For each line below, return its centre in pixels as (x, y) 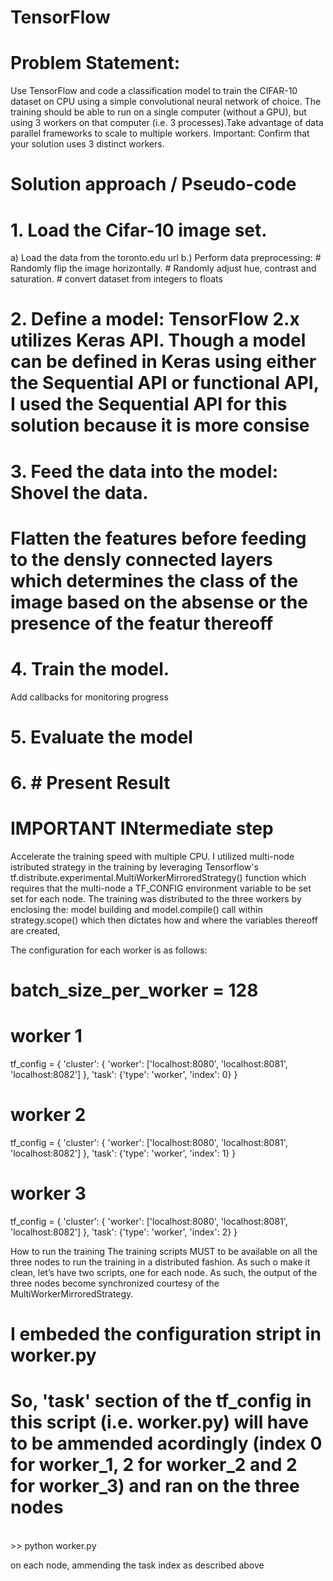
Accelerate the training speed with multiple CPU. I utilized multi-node (152, 857)
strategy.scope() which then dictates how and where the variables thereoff (164, 920)
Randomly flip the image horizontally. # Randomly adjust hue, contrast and (163, 268)
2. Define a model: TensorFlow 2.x (155, 319)
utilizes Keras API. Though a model (158, 340)
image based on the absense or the (159, 602)
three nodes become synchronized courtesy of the (115, 1283)
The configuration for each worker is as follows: (109, 950)
